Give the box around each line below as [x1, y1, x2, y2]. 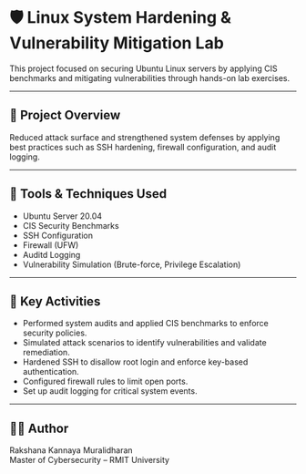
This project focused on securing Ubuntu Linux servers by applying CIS [9, 63, 278, 74]
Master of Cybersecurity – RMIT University [9, 455, 170, 466]
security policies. [22, 327, 87, 338]
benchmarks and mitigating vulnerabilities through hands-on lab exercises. [9, 72, 290, 83]
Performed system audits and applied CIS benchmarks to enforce [22, 318, 269, 329]
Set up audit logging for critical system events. [22, 386, 198, 397]
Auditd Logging [22, 249, 81, 260]
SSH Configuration [22, 230, 94, 241]
